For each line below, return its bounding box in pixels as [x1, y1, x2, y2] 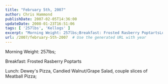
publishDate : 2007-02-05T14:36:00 [5, 16, 77, 21]
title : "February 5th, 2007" [5, 7, 66, 12]
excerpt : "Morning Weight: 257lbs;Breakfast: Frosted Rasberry [5, 30, 140, 35]
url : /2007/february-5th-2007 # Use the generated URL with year [5, 35, 146, 40]
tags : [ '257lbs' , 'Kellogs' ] [5, 26, 70, 31]
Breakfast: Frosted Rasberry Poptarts [5, 58, 81, 64]
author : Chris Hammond [5, 12, 52, 17]
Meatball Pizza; [5, 73, 37, 79]
